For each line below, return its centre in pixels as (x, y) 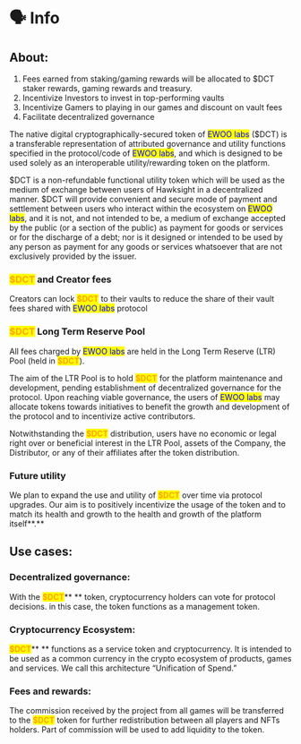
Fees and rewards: (50, 691)
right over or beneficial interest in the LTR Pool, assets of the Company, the (148, 443)
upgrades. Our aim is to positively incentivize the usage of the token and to (148, 504)
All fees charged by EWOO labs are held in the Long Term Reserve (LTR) (142, 351)
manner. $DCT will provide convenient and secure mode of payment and (143, 199)
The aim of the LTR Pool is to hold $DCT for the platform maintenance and (146, 378)
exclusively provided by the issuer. (73, 256)
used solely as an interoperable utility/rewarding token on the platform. (140, 162)
